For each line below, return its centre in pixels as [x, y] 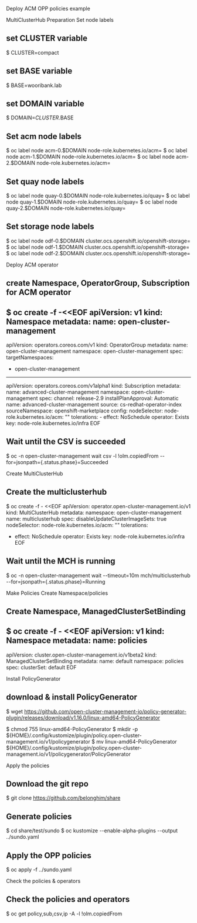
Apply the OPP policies [49, 855]
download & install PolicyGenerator [72, 697]
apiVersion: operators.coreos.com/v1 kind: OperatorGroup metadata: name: [97, 345]
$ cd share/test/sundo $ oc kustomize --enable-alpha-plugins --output [92, 831]
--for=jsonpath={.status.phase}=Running [56, 581]
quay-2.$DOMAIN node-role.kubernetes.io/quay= [66, 208]
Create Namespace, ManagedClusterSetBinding [96, 611]
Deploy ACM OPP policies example [48, 9]
